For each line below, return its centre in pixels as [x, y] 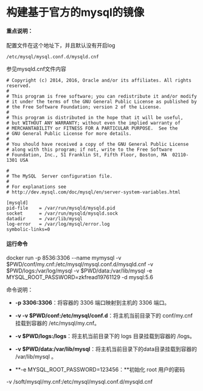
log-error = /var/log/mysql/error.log [58, 224]
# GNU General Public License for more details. [69, 134]
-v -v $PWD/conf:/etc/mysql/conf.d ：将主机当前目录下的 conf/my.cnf [104, 315]
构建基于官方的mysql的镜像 [75, 12]
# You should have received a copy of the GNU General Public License [98, 144]
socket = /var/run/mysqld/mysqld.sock [62, 213]
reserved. [19, 86]
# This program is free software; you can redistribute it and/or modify [102, 97]
